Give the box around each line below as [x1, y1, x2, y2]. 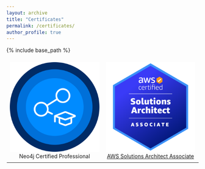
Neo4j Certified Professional [19, 153, 90, 160]
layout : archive [6, 10, 48, 16]
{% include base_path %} [6, 46, 71, 54]
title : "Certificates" [6, 16, 64, 23]
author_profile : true [6, 29, 62, 35]
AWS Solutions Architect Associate [106, 153, 194, 160]
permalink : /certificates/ [6, 23, 75, 29]
